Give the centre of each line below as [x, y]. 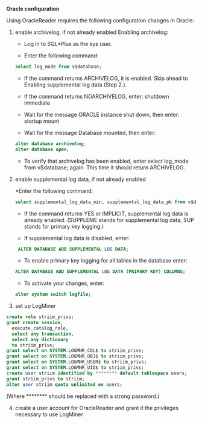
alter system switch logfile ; [53, 295]
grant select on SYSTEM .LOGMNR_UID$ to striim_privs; [75, 368]
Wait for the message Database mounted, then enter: [90, 132]
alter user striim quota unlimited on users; [64, 384]
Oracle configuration [33, 9]
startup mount [42, 121]
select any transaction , [43, 334]
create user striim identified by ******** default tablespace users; [97, 373]
